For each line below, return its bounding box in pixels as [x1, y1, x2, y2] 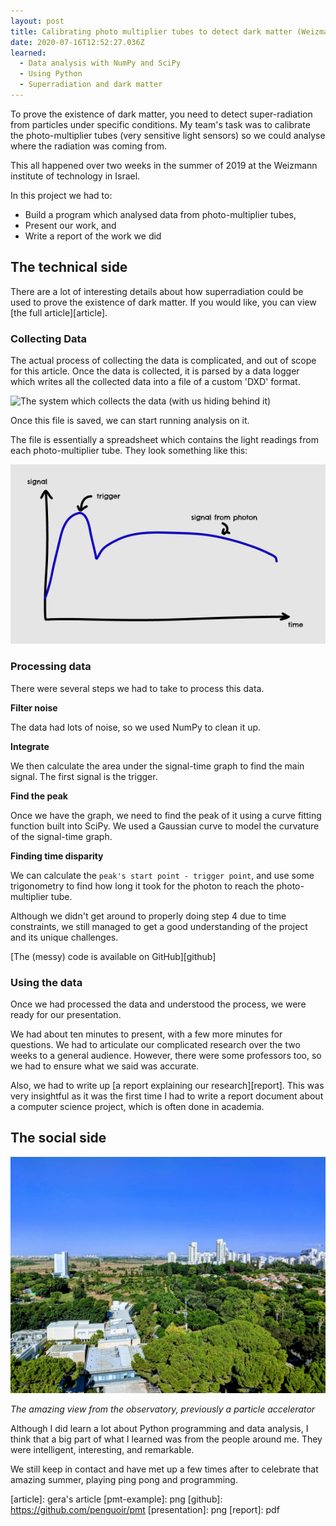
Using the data [10, 975, 83, 989]
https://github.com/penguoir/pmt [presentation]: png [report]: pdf [10, 1503, 280, 1515]
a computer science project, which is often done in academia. [10, 1100, 265, 1112]
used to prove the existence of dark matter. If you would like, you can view [10, 296, 317, 308]
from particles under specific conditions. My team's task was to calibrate [10, 118, 311, 130]
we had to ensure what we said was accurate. [10, 1060, 200, 1072]
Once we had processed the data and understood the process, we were [10, 998, 307, 1010]
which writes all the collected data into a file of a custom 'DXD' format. [10, 375, 301, 387]
